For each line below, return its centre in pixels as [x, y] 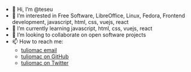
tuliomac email [39, 50]
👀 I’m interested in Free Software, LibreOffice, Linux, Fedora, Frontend [98, 16]
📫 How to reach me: [38, 41]
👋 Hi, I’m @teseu [32, 9]
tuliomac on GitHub [45, 56]
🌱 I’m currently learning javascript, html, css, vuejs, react [82, 28]
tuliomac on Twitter [45, 63]
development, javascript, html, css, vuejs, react [70, 22]
